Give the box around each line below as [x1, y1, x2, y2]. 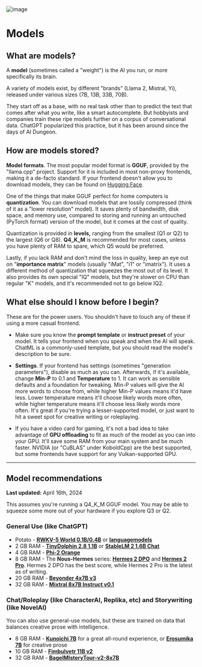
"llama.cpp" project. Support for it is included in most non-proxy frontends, [6, 168, 192, 175]
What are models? [6, 51, 76, 61]
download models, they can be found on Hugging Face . [6, 180, 144, 188]
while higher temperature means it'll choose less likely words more [14, 400, 180, 407]
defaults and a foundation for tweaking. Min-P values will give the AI [14, 381, 185, 388]
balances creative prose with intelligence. [6, 623, 109, 631]
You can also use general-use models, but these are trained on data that [6, 617, 185, 624]
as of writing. [14, 568, 48, 575]
